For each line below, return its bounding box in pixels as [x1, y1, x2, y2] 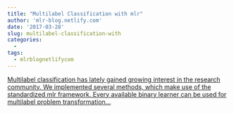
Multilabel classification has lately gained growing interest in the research [7, 75, 221, 84]
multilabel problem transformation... [7, 98, 111, 106]
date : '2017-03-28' [7, 23, 65, 30]
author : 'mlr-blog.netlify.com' [7, 17, 102, 24]
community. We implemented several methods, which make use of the [7, 82, 211, 91]
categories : [7, 36, 42, 44]
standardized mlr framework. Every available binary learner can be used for [7, 90, 227, 98]
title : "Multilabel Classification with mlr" [7, 10, 143, 18]
